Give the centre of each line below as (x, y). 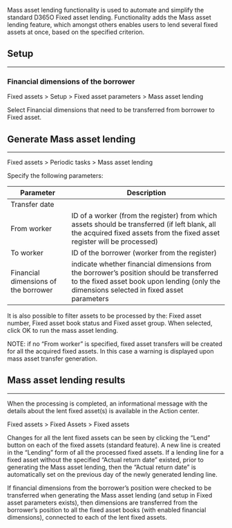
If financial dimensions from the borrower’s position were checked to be (109, 488)
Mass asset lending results (66, 380)
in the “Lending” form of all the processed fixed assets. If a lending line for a (116, 452)
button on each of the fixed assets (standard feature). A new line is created (114, 445)
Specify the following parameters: (55, 175)
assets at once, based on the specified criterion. (76, 32)
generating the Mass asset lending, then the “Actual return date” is (102, 467)
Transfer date (32, 204)
